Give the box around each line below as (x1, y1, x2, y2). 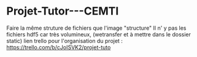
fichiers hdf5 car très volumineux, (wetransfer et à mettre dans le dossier (6, 30, 191, 38)
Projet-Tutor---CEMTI (6, 4, 119, 18)
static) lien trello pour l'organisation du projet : (6, 37, 123, 44)
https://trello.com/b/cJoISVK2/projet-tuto (6, 44, 111, 51)
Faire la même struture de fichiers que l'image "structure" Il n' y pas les (6, 24, 187, 32)
